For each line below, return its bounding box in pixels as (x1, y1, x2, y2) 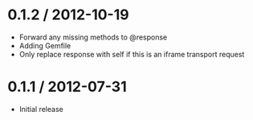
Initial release (18, 104, 63, 114)
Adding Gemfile (18, 40, 71, 50)
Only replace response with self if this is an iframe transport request (18, 49, 245, 59)
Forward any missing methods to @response (18, 32, 168, 42)
